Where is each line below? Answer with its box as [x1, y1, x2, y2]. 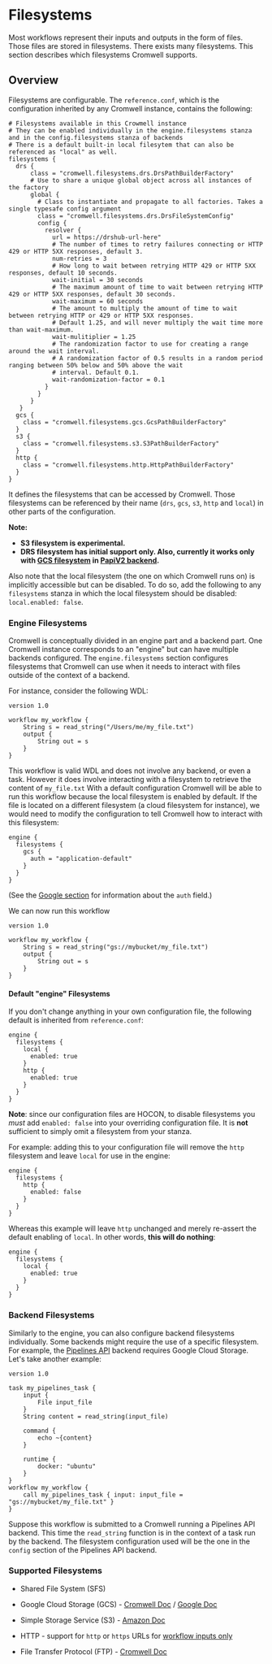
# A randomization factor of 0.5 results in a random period [51, 354, 264, 363]
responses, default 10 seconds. [8, 268, 118, 277]
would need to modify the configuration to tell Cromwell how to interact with [8, 809, 263, 819]
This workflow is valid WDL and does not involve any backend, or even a [8, 766, 252, 776]
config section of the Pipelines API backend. [8, 1545, 158, 1554]
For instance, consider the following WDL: [8, 686, 149, 696]
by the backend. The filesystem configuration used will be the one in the [8, 1536, 250, 1546]
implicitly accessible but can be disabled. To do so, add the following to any [8, 580, 261, 589]
